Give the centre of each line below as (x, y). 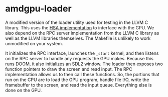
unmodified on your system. (34, 43)
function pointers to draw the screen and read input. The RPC (69, 69)
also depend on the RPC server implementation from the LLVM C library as (82, 33)
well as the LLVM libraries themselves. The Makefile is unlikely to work (78, 38)
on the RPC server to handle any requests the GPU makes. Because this (79, 58)
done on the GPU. (24, 90)
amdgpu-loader (38, 9)
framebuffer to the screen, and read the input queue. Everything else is (78, 85)
